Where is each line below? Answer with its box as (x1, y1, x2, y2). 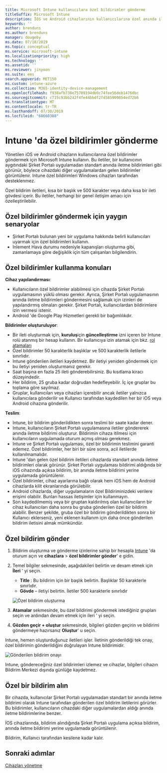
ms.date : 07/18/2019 (5, 40, 48, 45)
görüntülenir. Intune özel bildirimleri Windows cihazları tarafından (5, 172, 138, 178)
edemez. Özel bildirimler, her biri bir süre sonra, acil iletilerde (12, 446, 137, 452)
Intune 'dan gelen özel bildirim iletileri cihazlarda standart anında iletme (12, 457, 158, 463)
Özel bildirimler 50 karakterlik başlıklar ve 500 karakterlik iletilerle (12, 348, 147, 354)
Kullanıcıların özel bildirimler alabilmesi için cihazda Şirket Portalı (12, 286, 145, 292)
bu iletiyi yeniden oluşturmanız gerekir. (12, 364, 92, 370)
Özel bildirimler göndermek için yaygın (5, 212, 128, 221)
